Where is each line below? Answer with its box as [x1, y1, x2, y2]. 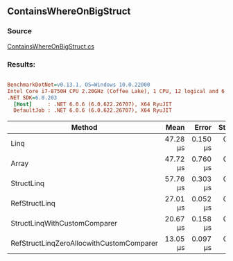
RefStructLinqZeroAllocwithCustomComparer [10, 239, 158, 249]
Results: [7, 59, 36, 69]
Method [71, 123, 98, 133]
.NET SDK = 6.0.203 [7, 94, 58, 101]
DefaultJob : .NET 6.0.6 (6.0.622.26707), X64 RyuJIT [13, 107, 172, 114]
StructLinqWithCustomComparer [10, 219, 118, 228]
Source [7, 26, 33, 36]
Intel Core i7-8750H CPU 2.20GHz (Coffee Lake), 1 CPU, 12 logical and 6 [7, 87, 225, 94]
